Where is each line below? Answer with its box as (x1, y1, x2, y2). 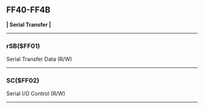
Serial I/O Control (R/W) (6, 90, 66, 97)
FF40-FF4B (6, 5, 50, 15)
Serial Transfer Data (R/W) (6, 56, 72, 63)
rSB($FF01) (6, 42, 41, 50)
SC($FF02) (6, 76, 39, 85)
